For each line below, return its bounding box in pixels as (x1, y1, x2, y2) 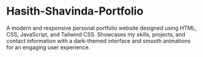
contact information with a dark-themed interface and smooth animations (6, 37, 191, 44)
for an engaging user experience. (6, 44, 90, 51)
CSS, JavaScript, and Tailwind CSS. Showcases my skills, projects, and (6, 30, 185, 38)
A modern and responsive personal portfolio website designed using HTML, (6, 24, 197, 32)
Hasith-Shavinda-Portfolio (6, 4, 144, 18)
